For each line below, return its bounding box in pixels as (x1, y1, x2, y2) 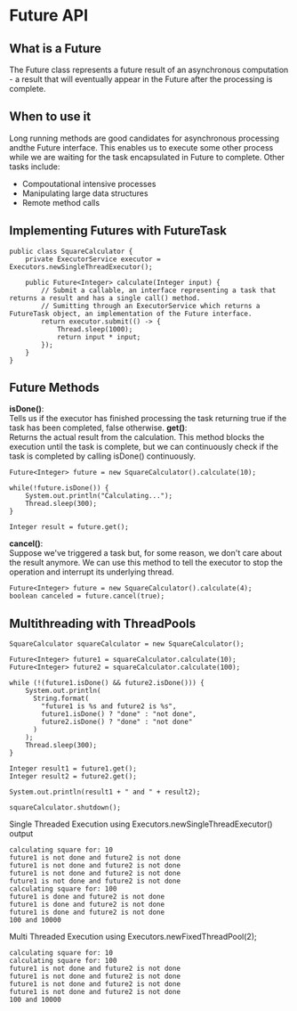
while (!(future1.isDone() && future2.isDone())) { (9, 679, 205, 688)
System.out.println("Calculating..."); (25, 492, 173, 501)
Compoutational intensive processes (21, 178, 157, 189)
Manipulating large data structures (21, 188, 148, 199)
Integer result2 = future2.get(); (9, 772, 138, 781)
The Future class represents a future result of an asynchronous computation (9, 64, 289, 75)
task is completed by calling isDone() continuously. (9, 451, 197, 461)
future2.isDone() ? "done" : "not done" (41, 718, 193, 727)
